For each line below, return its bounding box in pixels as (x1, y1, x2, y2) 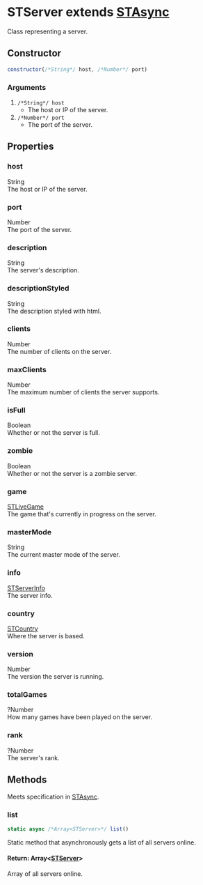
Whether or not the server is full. (7, 429, 101, 437)
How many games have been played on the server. (7, 713, 153, 721)
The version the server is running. (7, 672, 104, 681)
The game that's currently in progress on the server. (7, 509, 157, 518)
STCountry (7, 624, 38, 633)
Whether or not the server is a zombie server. (7, 469, 138, 477)
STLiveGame (7, 502, 44, 511)
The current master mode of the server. (7, 551, 120, 559)
